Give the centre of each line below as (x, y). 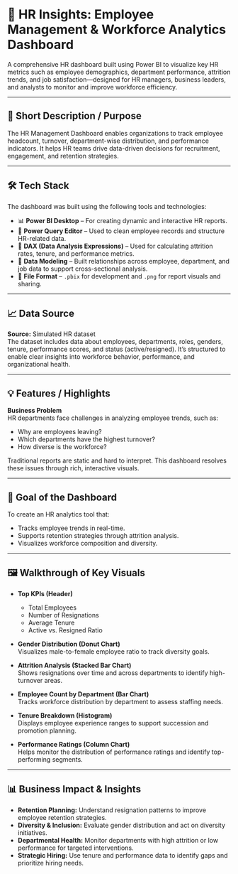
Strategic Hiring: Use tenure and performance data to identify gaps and (123, 855)
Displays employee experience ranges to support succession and (113, 723)
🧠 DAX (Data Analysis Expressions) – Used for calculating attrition (115, 246)
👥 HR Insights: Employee (81, 15)
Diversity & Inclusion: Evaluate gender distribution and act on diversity (121, 825)
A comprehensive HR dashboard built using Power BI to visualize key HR (113, 64)
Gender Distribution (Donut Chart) (69, 644)
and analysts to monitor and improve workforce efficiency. (92, 87)
